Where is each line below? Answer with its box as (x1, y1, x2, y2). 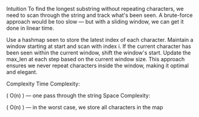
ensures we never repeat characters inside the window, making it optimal (6, 62, 189, 69)
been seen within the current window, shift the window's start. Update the (6, 49, 191, 56)
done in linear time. (6, 24, 55, 32)
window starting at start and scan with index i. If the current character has (6, 42, 191, 50)
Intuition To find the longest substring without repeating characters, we (6, 5, 184, 12)
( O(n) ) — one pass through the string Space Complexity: (6, 92, 150, 99)
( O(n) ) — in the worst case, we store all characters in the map (6, 104, 163, 111)
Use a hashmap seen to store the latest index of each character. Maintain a (6, 36, 194, 43)
